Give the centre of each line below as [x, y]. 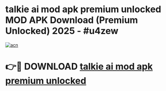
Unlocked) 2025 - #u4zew [62, 31]
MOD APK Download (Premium [72, 20]
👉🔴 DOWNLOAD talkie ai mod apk [79, 67]
